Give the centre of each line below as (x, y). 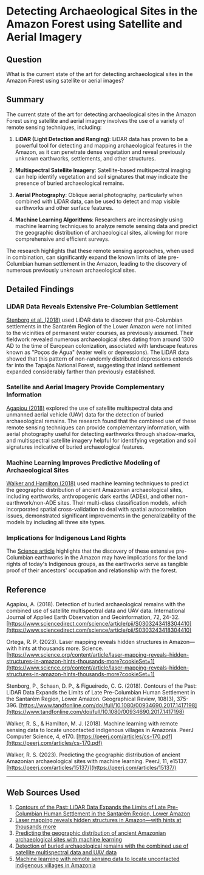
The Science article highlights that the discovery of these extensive (90, 551)
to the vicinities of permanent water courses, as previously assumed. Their (100, 333)
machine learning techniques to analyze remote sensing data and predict (106, 226)
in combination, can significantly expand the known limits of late (87, 257)
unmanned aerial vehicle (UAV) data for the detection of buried (85, 414)
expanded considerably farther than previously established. (81, 372)
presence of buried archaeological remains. (70, 183)
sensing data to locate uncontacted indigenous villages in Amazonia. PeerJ (100, 730)
